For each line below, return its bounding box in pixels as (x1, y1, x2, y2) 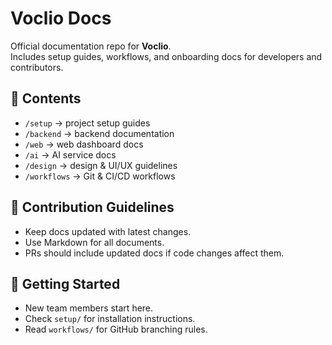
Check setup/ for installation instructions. (24, 313, 196, 325)
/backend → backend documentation (24, 127, 175, 139)
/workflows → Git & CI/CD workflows (24, 170, 176, 182)
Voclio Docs (10, 7, 112, 30)
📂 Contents (10, 90, 82, 107)
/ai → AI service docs (24, 148, 117, 161)
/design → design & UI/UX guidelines (24, 159, 178, 171)
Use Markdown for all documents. (24, 236, 165, 248)
